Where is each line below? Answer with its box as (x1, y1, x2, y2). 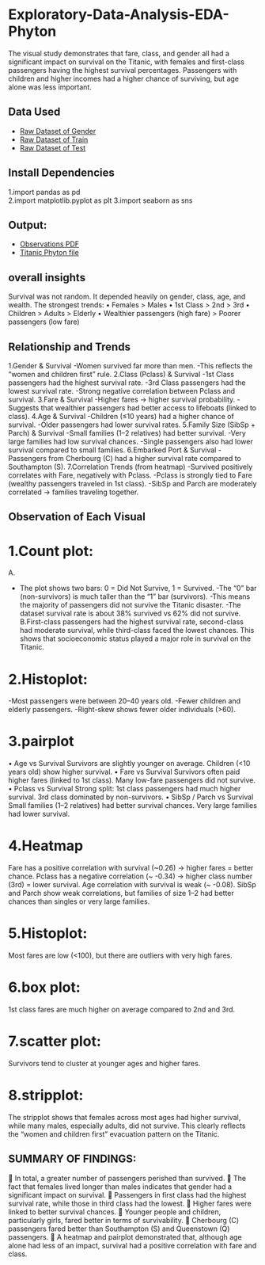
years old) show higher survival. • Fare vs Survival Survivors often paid (8, 767, 240, 777)
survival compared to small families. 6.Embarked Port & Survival (8, 445, 217, 455)
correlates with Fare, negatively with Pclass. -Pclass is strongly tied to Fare (8, 471, 253, 480)
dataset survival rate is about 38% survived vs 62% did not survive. (19, 608, 241, 619)
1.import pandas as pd (8, 187, 81, 196)
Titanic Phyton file (19, 248, 79, 257)
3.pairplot (8, 733, 74, 750)
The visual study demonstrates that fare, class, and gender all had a (8, 48, 229, 58)
